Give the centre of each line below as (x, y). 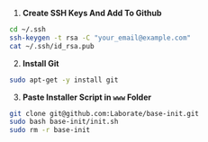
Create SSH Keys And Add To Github (92, 13)
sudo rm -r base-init (50, 130)
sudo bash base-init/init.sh (64, 122)
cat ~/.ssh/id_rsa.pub (52, 46)
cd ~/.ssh (28, 30)
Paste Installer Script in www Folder (86, 97)
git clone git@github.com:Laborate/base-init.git (104, 113)
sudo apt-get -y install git (64, 80)
